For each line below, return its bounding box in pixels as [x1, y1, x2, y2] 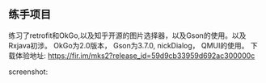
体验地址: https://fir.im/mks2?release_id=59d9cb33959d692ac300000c [15, 51, 255, 60]
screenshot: [8, 67, 49, 77]
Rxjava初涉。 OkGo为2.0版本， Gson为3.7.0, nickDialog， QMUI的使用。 [8, 40, 249, 50]
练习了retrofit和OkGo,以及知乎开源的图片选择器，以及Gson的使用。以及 [8, 31, 247, 40]
